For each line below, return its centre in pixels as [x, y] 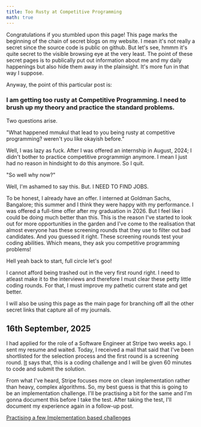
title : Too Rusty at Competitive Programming [64, 12]
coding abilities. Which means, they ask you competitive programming [93, 243]
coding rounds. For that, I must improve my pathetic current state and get [97, 285]
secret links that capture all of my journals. [59, 310]
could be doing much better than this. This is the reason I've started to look [99, 217]
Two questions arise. [32, 120]
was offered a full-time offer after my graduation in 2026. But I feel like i [94, 210]
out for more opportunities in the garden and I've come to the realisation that [101, 224]
